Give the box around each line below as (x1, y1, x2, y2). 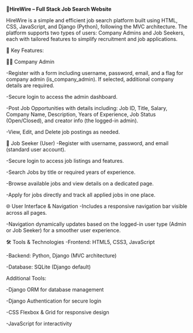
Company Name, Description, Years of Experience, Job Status (6, 111, 156, 118)
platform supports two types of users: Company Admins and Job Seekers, (6, 29, 185, 36)
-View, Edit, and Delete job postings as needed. (6, 129, 120, 135)
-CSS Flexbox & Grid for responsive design (6, 309, 109, 315)
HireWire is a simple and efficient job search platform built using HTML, (6, 17, 178, 23)
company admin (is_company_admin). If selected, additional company (6, 76, 174, 83)
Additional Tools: (6, 275, 47, 281)
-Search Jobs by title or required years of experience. (6, 169, 136, 176)
